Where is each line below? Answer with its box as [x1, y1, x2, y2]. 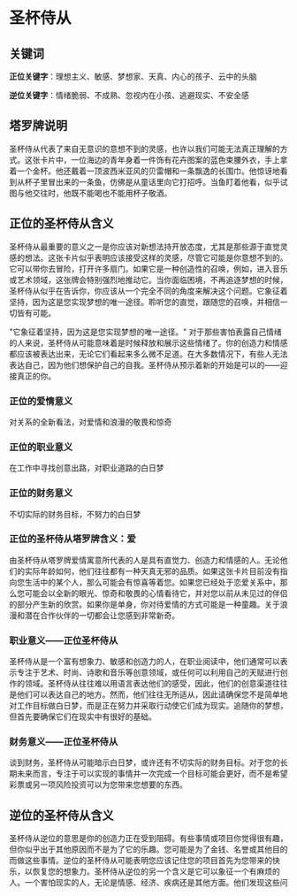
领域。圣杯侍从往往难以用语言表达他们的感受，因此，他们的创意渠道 [24, 678, 272, 689]
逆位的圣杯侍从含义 [9, 808, 114, 823]
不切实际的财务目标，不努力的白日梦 [9, 509, 141, 519]
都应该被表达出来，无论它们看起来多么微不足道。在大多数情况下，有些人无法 [9, 348, 288, 359]
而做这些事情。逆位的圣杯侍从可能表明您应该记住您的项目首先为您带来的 [9, 855, 272, 866]
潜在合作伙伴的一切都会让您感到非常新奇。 [24, 609, 179, 620]
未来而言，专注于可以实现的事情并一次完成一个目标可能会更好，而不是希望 [16, 769, 288, 779]
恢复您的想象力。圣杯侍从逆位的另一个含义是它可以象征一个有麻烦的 [32, 866, 280, 877]
